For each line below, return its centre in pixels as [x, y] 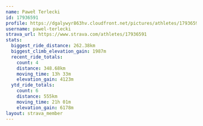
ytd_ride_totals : [33, 85]
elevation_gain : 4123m [45, 79]
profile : [17, 23]
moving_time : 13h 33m [44, 74]
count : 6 [28, 91]
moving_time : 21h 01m [44, 102]
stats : [14, 40]
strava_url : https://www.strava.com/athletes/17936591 [76, 35]
